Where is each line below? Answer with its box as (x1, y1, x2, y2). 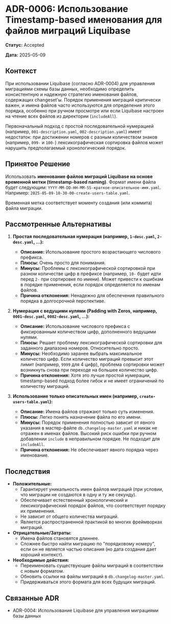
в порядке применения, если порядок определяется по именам (20, 282, 161, 288)
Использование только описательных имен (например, (12, 393, 139, 399)
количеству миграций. (20, 383, 70, 389)
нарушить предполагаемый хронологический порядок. (5, 145, 127, 151)
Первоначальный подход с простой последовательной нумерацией (5, 123, 154, 129)
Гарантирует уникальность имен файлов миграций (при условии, (20, 486, 163, 493)
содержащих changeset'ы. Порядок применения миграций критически (5, 96, 161, 103)
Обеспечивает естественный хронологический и (20, 497, 128, 503)
